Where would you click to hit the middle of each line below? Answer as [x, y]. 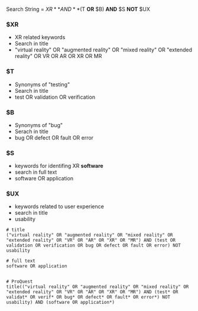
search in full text [36, 172]
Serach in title [31, 131]
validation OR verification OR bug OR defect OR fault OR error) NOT [94, 245]
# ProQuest [20, 282]
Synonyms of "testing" [42, 84]
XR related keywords [40, 37]
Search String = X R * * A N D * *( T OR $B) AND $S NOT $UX [78, 9]
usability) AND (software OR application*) [61, 302]
